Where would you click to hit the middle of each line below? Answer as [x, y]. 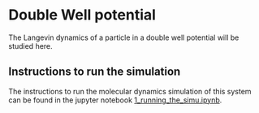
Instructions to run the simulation [95, 72]
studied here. [30, 46]
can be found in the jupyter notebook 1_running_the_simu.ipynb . [115, 100]
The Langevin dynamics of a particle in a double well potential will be [124, 37]
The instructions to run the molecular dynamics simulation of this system [130, 91]
